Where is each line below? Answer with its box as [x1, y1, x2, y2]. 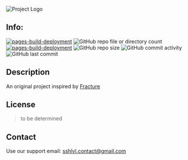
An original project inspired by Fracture [6, 82, 101, 90]
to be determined [20, 115, 63, 122]
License [6, 100, 36, 110]
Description [6, 67, 50, 77]
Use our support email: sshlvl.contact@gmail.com [6, 148, 127, 155]
